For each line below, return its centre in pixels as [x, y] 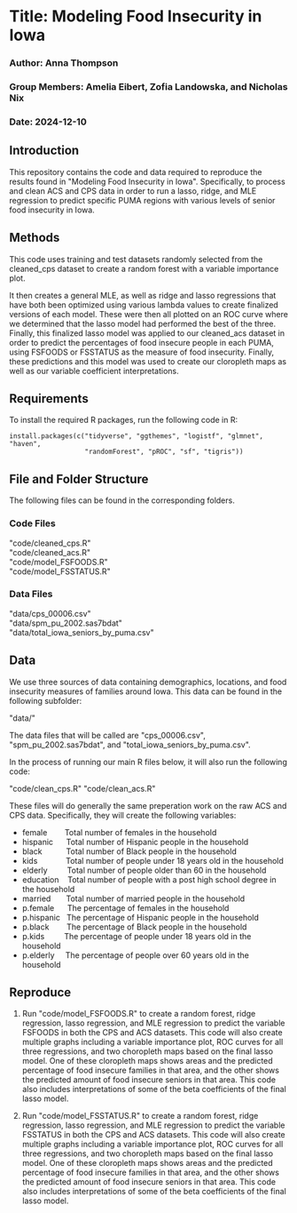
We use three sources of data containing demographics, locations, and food [148, 682]
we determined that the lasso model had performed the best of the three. [143, 323]
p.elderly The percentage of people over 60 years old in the [136, 955]
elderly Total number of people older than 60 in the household [144, 870]
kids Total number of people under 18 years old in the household [152, 860]
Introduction [44, 151]
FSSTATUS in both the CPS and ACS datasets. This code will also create [153, 1135]
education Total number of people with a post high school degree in [149, 879]
